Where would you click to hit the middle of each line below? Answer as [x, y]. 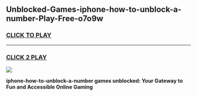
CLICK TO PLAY [29, 35]
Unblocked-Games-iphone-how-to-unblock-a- [94, 10]
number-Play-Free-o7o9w [55, 19]
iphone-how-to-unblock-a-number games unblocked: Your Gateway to [94, 80]
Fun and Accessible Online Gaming [50, 87]
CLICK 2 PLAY [26, 57]
